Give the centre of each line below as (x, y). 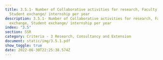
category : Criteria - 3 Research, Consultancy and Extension (68, 37)
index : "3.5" (18, 28)
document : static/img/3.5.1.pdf (38, 41)
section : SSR (18, 32)
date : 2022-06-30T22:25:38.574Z (38, 50)
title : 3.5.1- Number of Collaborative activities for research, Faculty (81, 9)
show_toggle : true (24, 45)
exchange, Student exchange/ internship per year (60, 23)
